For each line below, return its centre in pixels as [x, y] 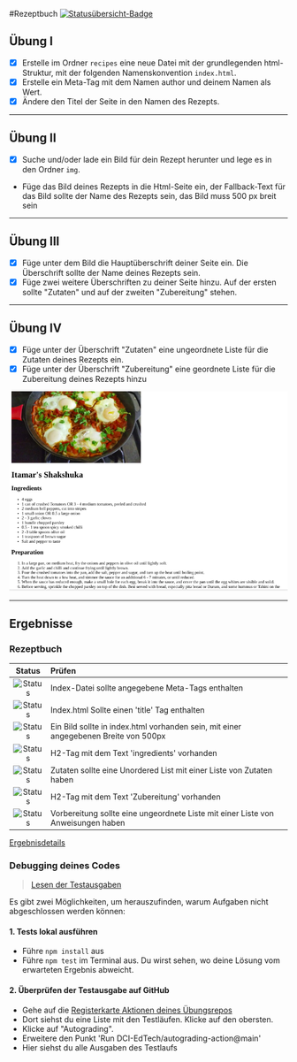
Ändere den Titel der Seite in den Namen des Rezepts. [121, 101]
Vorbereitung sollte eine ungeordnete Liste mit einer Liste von [162, 814]
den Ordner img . [51, 169]
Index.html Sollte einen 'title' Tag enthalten [127, 710]
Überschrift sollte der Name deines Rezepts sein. [111, 272]
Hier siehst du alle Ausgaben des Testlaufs [100, 1047]
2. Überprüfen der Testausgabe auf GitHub [89, 990]
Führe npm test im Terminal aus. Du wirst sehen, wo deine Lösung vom [151, 960]
